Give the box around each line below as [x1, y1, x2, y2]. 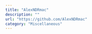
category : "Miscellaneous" [5, 21, 63, 26]
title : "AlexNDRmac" [5, 7, 49, 12]
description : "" [5, 12, 40, 17]
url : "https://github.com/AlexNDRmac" [5, 16, 87, 21]
